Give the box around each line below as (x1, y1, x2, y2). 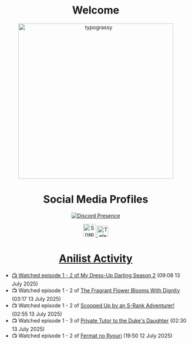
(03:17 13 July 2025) (11, 295, 62, 302)
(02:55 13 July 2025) (11, 310, 62, 317)
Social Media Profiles (43, 193, 149, 206)
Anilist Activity (58, 252, 133, 266)
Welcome (72, 4, 119, 17)
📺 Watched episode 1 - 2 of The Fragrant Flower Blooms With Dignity (11, 287, 180, 294)
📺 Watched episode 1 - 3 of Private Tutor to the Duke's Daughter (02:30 (11, 317, 187, 324)
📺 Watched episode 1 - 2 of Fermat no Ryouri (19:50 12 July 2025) (11, 332, 173, 339)
